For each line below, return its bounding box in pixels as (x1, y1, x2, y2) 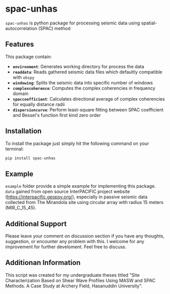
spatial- (141, 20, 157, 26)
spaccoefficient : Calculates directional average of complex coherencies (12, 96, 165, 102)
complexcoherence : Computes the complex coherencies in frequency (12, 85, 156, 91)
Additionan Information (5, 258, 81, 267)
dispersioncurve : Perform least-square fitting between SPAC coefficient (12, 106, 164, 112)
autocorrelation (5, 25, 37, 31)
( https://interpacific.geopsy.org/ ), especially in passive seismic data (5, 194, 148, 200)
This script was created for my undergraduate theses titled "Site (5, 272, 140, 278)
